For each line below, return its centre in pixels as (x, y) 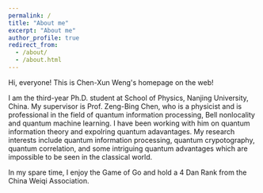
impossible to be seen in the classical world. (80, 156)
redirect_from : (33, 45)
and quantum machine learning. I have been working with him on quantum (129, 123)
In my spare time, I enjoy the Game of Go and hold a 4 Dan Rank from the (128, 172)
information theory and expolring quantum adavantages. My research (122, 131)
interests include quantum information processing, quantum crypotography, (131, 140)
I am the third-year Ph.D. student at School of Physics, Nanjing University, (129, 98)
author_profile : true (44, 38)
